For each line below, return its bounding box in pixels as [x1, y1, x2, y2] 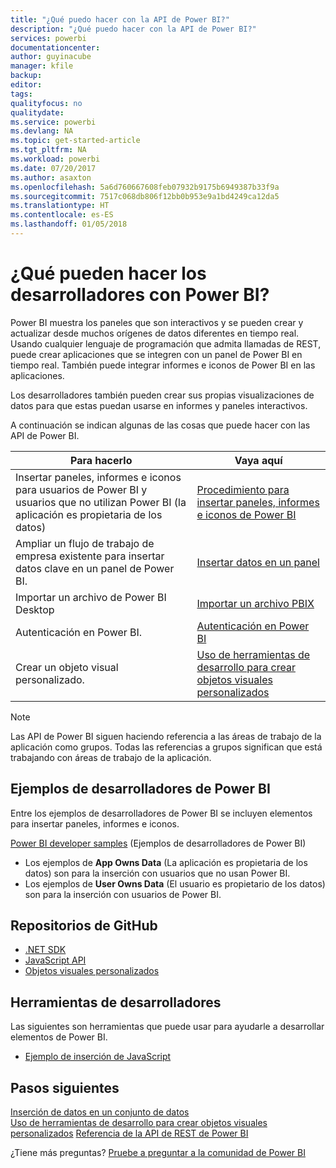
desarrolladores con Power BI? [10, 284, 270, 306]
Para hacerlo [70, 453, 133, 467]
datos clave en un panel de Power [15, 561, 175, 575]
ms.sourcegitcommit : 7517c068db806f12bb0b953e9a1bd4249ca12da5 [10, 191, 280, 201]
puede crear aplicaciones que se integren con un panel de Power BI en [10, 348, 303, 360]
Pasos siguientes [10, 1079, 120, 1096]
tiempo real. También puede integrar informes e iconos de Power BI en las [10, 359, 316, 371]
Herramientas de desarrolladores [10, 994, 222, 1011]
